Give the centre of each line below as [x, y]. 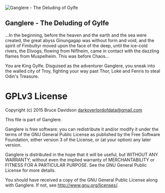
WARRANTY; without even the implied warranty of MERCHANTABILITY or [80, 160]
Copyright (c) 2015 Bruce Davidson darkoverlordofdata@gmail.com [74, 110]
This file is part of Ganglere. [33, 119]
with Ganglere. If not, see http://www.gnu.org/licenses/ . [62, 185]
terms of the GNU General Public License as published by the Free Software [83, 134]
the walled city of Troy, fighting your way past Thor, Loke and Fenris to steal [82, 71]
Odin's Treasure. [22, 76]
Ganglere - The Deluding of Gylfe [57, 23]
